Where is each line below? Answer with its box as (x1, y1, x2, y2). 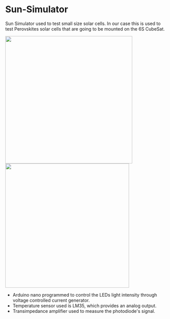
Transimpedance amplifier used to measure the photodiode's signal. (12, 308, 156, 314)
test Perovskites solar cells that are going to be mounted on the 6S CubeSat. (5, 25, 165, 32)
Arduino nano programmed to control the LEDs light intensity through (12, 291, 157, 298)
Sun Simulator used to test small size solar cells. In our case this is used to (5, 20, 161, 26)
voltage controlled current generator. (12, 297, 90, 303)
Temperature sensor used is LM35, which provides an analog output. (12, 302, 157, 309)
